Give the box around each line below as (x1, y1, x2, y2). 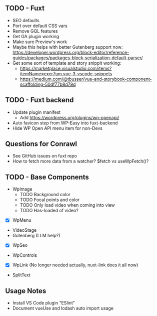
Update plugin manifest (12, 109, 61, 115)
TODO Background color (19, 192, 71, 198)
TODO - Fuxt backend (5, 96, 74, 104)
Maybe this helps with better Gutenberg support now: (12, 44, 123, 50)
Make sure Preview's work (12, 39, 67, 45)
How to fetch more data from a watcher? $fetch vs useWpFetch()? (12, 158, 149, 165)
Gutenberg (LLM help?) (12, 233, 60, 239)
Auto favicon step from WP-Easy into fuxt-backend (12, 120, 118, 126)
